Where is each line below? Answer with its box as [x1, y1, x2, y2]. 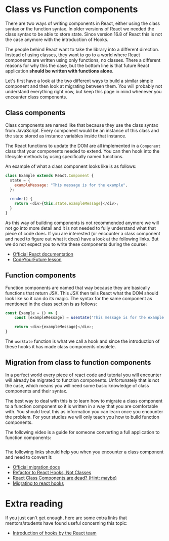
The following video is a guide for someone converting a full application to [5, 429, 160, 435]
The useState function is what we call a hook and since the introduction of [5, 338, 160, 344]
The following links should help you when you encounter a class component [5, 449, 164, 455]
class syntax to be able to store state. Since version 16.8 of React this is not [5, 31, 162, 37]
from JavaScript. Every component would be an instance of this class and [5, 127, 159, 133]
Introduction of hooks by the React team [12, 530, 97, 536]
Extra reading [5, 498, 63, 510]
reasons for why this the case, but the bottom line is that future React [5, 62, 150, 68]
